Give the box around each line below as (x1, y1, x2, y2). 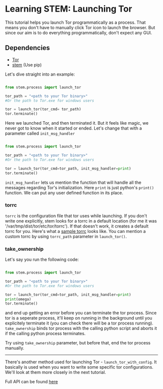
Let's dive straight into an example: (5, 71, 75, 77)
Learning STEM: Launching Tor (5, 3, 132, 15)
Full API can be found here (5, 379, 58, 385)
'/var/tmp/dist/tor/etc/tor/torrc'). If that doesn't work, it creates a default (5, 223, 149, 229)
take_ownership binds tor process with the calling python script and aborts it (5, 325, 157, 331)
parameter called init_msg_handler (5, 130, 75, 136)
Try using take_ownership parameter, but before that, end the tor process (5, 340, 151, 346)
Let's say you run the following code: (5, 257, 79, 262)
